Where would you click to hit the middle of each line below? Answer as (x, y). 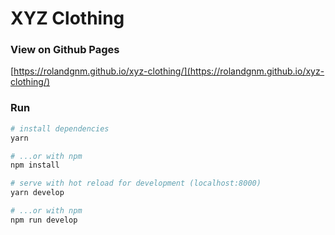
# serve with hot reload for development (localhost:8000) (136, 183)
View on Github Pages (65, 50)
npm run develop (44, 220)
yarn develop (37, 193)
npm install (35, 165)
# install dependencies (60, 128)
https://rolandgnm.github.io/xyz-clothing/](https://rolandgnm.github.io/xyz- (169, 71)
